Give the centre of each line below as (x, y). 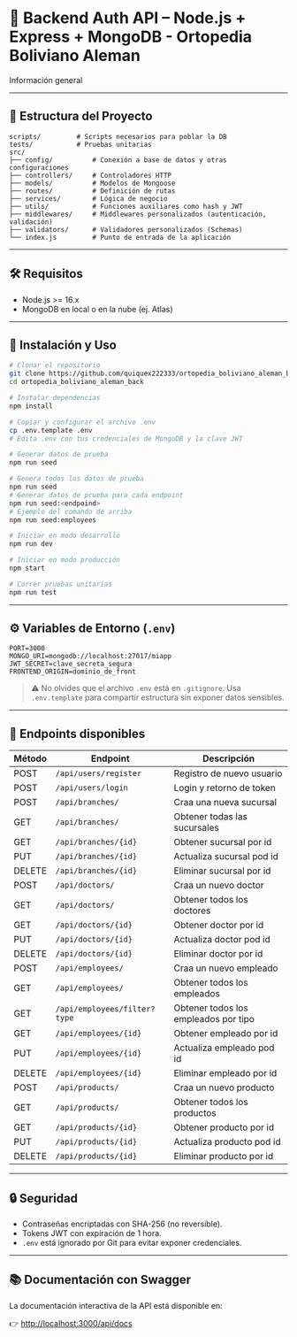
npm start (27, 568)
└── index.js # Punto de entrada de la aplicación (120, 237)
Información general (46, 80)
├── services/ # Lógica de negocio (88, 198)
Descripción (228, 758)
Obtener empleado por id (226, 1033)
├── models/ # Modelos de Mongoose (92, 183)
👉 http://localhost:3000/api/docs (71, 1323)
